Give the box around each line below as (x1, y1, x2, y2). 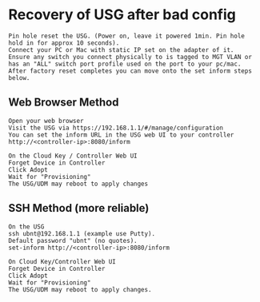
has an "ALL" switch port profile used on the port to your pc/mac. (8, 60, 242, 68)
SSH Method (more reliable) (8, 201, 150, 215)
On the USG (8, 222, 45, 231)
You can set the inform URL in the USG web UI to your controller (8, 130, 234, 139)
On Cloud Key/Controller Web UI (8, 257, 116, 265)
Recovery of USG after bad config (8, 6, 236, 24)
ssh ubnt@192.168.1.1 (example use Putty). (8, 229, 156, 237)
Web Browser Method (8, 96, 119, 109)
